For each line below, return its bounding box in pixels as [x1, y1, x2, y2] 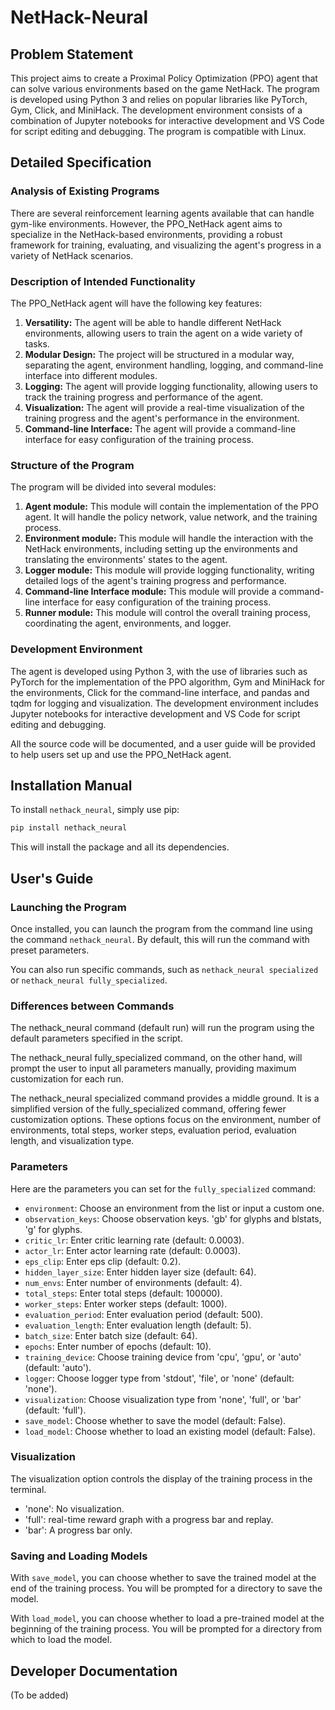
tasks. [24, 337, 50, 350]
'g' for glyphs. [24, 1223, 83, 1235]
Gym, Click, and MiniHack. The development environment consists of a [10, 104, 303, 116]
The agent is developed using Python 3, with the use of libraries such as [10, 665, 308, 677]
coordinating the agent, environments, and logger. [24, 617, 232, 630]
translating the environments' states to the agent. [24, 554, 228, 566]
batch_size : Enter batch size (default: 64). [24, 1329, 198, 1341]
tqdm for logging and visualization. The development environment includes [10, 697, 319, 709]
